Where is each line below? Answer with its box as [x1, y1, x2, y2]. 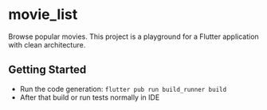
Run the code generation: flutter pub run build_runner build [19, 84, 227, 93]
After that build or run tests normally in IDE [19, 93, 160, 102]
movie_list [8, 6, 78, 24]
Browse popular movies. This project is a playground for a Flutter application [8, 32, 259, 41]
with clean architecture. [8, 40, 86, 49]
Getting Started [8, 63, 87, 77]
